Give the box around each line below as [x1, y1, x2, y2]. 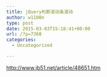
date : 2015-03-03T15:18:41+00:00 [6, 25, 91, 32]
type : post [6, 20, 34, 26]
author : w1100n [6, 14, 45, 20]
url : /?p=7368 [6, 31, 42, 37]
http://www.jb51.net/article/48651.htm [6, 64, 101, 71]
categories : [6, 37, 36, 43]
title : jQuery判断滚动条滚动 [6, 8, 74, 15]
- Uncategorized [11, 43, 53, 49]
